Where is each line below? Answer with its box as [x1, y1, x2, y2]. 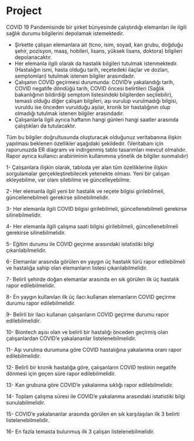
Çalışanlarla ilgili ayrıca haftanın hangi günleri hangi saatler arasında [14, 116, 179, 123]
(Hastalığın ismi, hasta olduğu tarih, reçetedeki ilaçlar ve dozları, [14, 66, 169, 73]
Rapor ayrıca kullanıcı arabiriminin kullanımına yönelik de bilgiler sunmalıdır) [6, 152, 189, 159]
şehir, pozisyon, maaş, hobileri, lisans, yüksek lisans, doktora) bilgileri [14, 47, 183, 54]
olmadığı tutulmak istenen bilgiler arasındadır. [14, 110, 124, 117]
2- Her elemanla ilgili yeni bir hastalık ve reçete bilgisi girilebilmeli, [6, 187, 165, 194]
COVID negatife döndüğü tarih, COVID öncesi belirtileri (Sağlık [14, 85, 165, 92]
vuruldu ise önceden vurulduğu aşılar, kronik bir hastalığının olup [14, 103, 171, 110]
